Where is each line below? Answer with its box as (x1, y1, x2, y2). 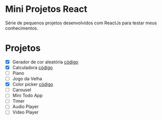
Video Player (12, 109, 39, 115)
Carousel (12, 87, 31, 93)
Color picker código (12, 81, 53, 87)
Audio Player (12, 104, 39, 110)
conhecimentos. (5, 25, 38, 31)
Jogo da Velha (12, 76, 42, 82)
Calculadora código (12, 64, 53, 70)
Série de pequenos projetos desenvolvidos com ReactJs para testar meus (5, 20, 157, 26)
